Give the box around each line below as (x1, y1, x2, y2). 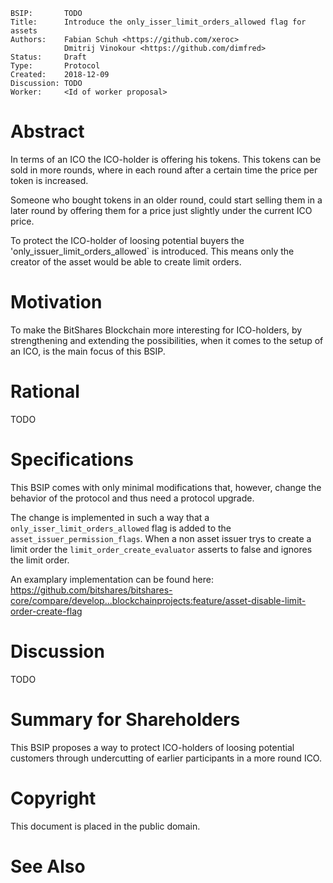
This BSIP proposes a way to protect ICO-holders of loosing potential (10, 741, 295, 753)
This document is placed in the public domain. (10, 820, 201, 832)
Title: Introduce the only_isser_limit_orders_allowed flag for (10, 17, 307, 27)
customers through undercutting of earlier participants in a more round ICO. (10, 752, 322, 764)
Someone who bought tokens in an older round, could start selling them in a (10, 194, 323, 206)
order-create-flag (10, 605, 83, 617)
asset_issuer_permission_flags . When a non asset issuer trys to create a (10, 532, 312, 544)
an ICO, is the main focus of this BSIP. (10, 345, 166, 357)
